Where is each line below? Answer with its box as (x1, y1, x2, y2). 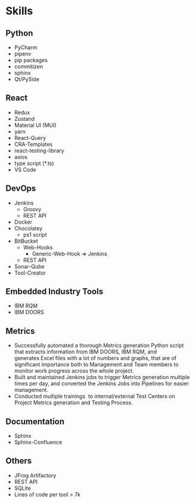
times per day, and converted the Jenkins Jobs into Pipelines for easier (14, 380, 189, 387)
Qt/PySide (14, 76, 40, 83)
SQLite (14, 484, 31, 492)
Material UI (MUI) (14, 121, 57, 129)
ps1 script (23, 231, 47, 238)
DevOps (5, 184, 36, 194)
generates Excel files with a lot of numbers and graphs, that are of (14, 355, 177, 362)
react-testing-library (14, 147, 64, 154)
